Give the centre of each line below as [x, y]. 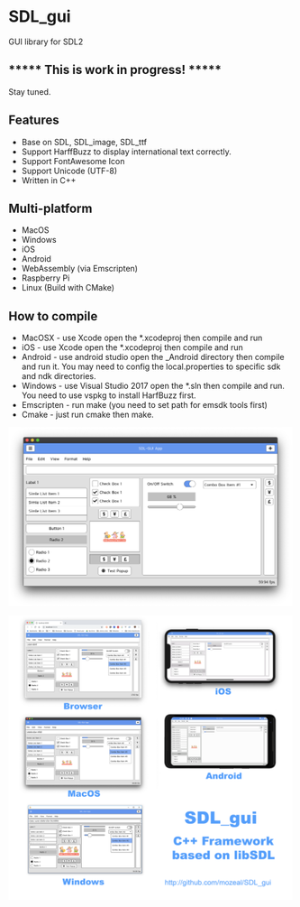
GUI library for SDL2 [46, 42]
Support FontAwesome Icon [73, 161]
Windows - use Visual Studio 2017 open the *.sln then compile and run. [153, 386]
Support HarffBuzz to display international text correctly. [126, 152]
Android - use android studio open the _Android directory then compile [153, 357]
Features [34, 120]
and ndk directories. [59, 376]
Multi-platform [50, 208]
